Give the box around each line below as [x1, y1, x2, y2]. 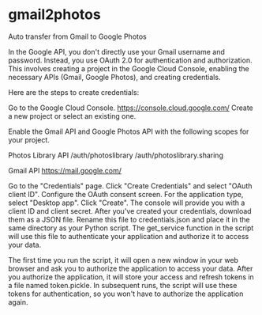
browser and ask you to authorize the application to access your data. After [8, 264, 253, 273]
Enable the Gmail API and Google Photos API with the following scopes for [8, 127, 249, 136]
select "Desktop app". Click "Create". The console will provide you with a [8, 198, 245, 207]
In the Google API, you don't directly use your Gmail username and [8, 47, 225, 56]
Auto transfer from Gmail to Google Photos [8, 32, 148, 41]
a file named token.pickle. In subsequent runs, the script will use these [8, 280, 238, 290]
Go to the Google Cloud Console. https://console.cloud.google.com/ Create [8, 103, 254, 112]
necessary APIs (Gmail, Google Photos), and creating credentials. [8, 72, 221, 82]
